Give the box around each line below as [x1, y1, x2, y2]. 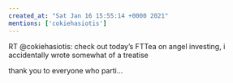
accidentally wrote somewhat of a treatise [8, 50, 149, 60]
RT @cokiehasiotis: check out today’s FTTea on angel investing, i [8, 41, 226, 51]
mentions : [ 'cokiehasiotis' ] [8, 19, 107, 27]
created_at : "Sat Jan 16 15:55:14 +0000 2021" [8, 11, 169, 20]
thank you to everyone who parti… [8, 65, 123, 75]
